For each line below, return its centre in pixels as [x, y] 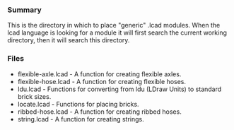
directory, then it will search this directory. [69, 40]
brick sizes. [34, 96]
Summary [25, 10]
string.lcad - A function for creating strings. [81, 119]
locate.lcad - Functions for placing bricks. [78, 104]
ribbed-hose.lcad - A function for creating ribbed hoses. [99, 112]
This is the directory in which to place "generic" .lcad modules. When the [114, 25]
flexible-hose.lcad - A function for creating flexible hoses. [101, 81]
